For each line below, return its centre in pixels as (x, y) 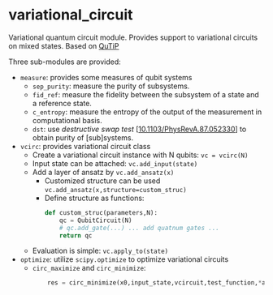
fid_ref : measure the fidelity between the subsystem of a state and (145, 94)
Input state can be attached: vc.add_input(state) (115, 163)
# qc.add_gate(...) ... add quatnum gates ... (140, 228)
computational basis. (67, 120)
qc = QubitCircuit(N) (96, 220)
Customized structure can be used (102, 181)
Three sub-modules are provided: (65, 62)
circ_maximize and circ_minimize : (89, 268)
